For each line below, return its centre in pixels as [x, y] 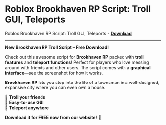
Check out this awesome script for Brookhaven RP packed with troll [75, 57]
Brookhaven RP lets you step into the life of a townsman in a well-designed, [82, 82]
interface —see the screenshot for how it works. [54, 73]
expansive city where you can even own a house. [55, 87]
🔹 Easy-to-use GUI [25, 102]
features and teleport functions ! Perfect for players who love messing [77, 62]
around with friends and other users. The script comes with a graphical [78, 67]
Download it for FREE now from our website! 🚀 [53, 117]
